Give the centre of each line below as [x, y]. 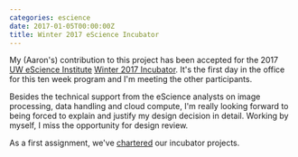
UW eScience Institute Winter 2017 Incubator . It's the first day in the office [147, 69]
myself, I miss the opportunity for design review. [99, 125]
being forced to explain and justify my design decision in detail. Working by [149, 116]
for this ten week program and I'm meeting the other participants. [131, 79]
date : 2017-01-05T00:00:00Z [62, 26]
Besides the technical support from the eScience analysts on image [135, 97]
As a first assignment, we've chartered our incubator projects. [125, 143]
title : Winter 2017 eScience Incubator [84, 34]
